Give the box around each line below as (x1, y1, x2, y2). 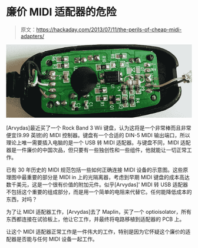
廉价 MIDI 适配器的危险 (6, 5, 117, 19)
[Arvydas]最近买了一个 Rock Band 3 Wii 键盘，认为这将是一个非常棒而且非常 (6, 124, 192, 131)
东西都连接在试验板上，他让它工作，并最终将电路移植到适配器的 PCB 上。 (6, 216, 185, 223)
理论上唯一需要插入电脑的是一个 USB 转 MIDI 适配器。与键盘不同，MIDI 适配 (6, 139, 191, 146)
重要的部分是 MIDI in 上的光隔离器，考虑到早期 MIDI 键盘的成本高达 (26, 174, 190, 181)
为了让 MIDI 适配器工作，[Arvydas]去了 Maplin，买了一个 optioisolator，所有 (6, 209, 192, 216)
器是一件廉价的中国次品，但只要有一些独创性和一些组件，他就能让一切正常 (6, 147, 187, 154)
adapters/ (20, 32, 44, 39)
